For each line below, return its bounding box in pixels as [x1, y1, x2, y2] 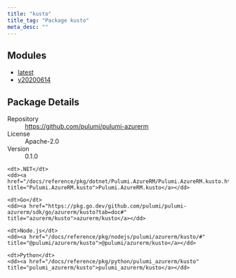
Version [7, 145, 29, 153]
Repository [7, 115, 39, 123]
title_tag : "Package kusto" [7, 17, 90, 24]
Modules [7, 49, 47, 61]
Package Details [7, 96, 79, 108]
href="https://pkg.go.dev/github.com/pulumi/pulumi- [29, 203, 188, 210]
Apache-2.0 [25, 137, 60, 145]
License [7, 129, 30, 138]
